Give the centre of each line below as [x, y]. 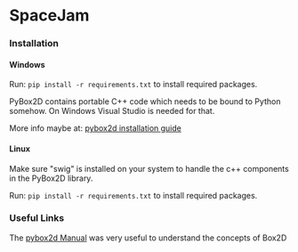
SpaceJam [49, 16]
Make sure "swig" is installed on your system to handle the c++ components [149, 168]
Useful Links [37, 218]
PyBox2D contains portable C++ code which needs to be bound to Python [145, 102]
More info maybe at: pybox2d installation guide [96, 128]
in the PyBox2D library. [51, 178]
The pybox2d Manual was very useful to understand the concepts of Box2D [148, 238]
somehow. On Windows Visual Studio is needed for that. [112, 111]
